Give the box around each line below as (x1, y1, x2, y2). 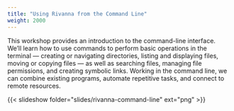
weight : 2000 (7, 17, 46, 24)
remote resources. (7, 81, 62, 90)
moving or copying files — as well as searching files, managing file (7, 59, 202, 67)
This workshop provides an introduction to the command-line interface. (7, 36, 216, 45)
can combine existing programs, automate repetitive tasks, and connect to (7, 74, 225, 82)
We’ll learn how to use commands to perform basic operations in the (7, 44, 207, 52)
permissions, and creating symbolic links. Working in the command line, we (7, 66, 228, 75)
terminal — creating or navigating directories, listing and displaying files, (7, 51, 218, 60)
